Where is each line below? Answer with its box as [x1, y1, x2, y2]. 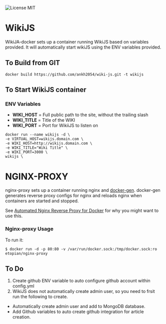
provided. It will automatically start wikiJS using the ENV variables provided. [5, 44, 162, 50]
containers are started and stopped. [5, 198, 79, 204]
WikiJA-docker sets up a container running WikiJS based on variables [5, 39, 149, 45]
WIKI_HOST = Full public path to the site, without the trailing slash [12, 112, 149, 118]
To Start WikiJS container [5, 86, 87, 94]
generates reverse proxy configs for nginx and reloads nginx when [5, 193, 142, 199]
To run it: [5, 237, 24, 243]
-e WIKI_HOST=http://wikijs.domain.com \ [5, 141, 93, 146]
